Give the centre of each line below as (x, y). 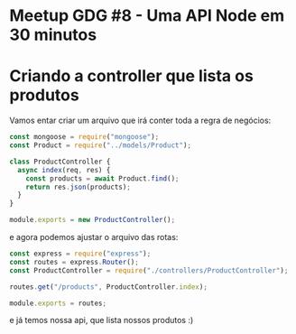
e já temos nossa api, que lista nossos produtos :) (102, 320)
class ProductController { (60, 162)
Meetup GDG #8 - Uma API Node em (147, 16)
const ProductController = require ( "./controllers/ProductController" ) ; (149, 270)
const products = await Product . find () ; (102, 178)
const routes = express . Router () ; (74, 262)
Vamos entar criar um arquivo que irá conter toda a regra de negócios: (140, 121)
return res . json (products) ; (78, 187)
